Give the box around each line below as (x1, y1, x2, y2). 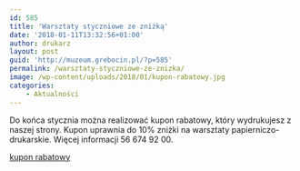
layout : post (9, 47, 59, 56)
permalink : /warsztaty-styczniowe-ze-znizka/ (9, 65, 185, 74)
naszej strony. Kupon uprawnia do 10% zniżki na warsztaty (9, 124, 230, 135)
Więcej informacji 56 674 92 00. (53, 134, 174, 145)
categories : (9, 81, 55, 90)
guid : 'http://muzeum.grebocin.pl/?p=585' (9, 55, 173, 65)
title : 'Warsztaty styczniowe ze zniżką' (9, 22, 169, 31)
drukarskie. (9, 134, 52, 145)
